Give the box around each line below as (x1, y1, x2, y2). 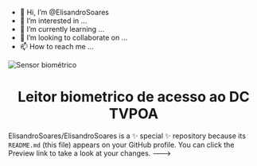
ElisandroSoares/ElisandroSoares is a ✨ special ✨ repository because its (8, 131, 247, 141)
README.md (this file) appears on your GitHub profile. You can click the (8, 140, 235, 149)
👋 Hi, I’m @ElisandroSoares (19, 8, 110, 17)
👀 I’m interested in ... (19, 16, 88, 25)
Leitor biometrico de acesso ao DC (17, 88, 251, 106)
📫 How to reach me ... (19, 42, 94, 51)
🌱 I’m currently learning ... (19, 25, 105, 33)
